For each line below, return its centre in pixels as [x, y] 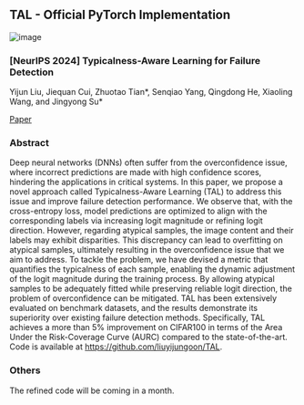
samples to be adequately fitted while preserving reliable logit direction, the [151, 289]
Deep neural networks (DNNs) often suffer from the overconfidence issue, [149, 162]
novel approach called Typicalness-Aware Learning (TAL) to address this [146, 192]
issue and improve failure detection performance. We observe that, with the [151, 202]
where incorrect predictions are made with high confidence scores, [136, 172]
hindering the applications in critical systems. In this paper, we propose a [147, 182]
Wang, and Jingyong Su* [56, 102]
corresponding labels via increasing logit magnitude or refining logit [137, 221]
